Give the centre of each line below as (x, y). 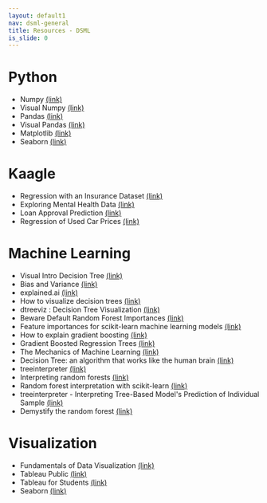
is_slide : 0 (28, 38)
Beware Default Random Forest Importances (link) (102, 318)
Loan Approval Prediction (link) (71, 213)
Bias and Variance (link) (59, 285)
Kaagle (32, 174)
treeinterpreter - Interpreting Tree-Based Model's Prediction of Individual (139, 395)
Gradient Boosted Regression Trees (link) (87, 344)
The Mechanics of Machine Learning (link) (89, 352)
